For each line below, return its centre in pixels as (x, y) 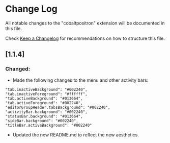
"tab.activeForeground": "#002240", (44, 103)
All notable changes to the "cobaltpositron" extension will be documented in (85, 23)
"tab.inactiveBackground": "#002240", (46, 89)
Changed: (18, 69)
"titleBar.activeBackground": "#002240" (49, 125)
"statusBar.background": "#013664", (44, 116)
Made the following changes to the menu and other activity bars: (80, 80)
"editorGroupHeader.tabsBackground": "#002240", (58, 107)
